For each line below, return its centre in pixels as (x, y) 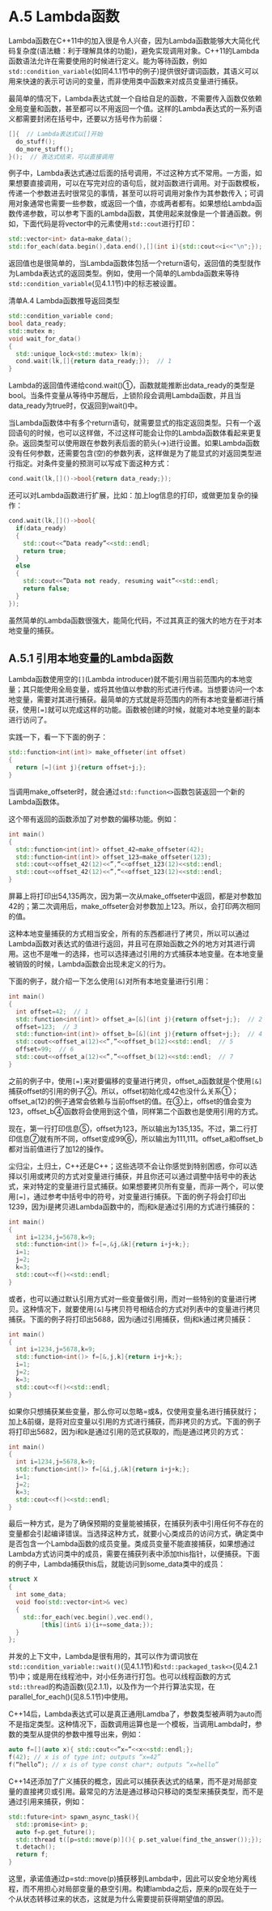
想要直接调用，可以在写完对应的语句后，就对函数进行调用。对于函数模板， (139, 183)
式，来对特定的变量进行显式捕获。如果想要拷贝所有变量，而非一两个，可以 (132, 1186)
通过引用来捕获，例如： (47, 1802)
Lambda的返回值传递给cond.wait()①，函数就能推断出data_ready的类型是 (132, 385)
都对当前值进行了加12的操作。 (58, 1149)
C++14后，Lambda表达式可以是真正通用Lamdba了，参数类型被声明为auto (132, 1714)
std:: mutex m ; (32, 331)
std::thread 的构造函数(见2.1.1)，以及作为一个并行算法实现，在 (112, 1686)
